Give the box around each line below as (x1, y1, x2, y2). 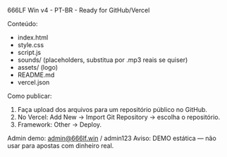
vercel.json (17, 78, 50, 87)
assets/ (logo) (17, 63, 59, 71)
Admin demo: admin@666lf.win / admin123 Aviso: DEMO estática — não (7, 134, 216, 142)
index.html (17, 33, 49, 42)
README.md (17, 70, 55, 79)
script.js (17, 49, 41, 56)
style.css (17, 41, 44, 49)
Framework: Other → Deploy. (17, 120, 102, 129)
